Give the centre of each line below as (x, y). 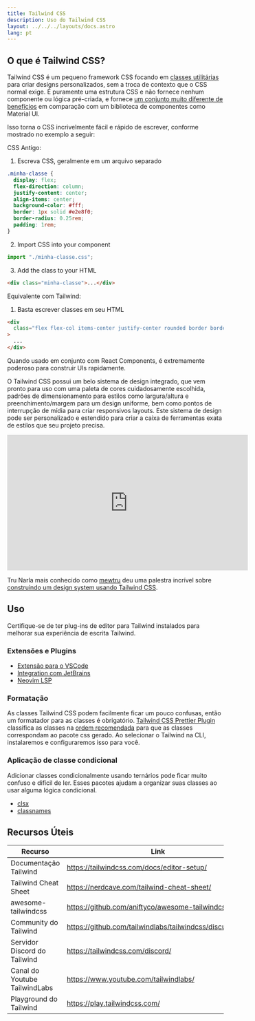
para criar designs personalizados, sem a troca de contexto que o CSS (107, 85)
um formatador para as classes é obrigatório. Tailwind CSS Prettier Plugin (111, 721)
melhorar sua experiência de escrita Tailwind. (71, 633)
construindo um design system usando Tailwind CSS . (82, 587)
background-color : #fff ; (49, 206)
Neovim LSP (34, 681)
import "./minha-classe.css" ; (51, 257)
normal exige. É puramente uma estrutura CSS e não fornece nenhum (106, 92)
